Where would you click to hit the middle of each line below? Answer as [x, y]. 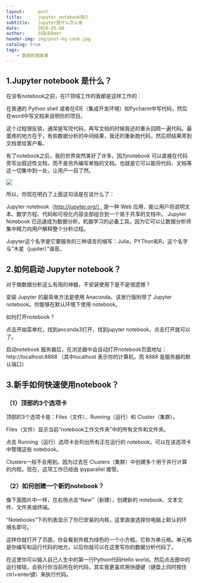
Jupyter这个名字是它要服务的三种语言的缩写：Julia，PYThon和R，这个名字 [97, 241]
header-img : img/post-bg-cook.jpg [49, 39]
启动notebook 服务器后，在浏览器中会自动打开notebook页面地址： [87, 349]
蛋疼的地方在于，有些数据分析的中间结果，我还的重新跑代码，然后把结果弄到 [99, 136]
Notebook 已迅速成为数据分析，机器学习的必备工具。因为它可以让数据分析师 [99, 221]
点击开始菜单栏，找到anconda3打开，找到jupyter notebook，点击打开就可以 [98, 330]
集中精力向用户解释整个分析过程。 [47, 229]
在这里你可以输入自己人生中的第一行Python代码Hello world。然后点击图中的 [98, 560]
